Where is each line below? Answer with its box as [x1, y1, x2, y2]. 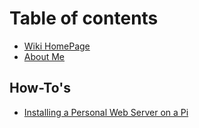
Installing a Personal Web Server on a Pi [23, 106, 189, 118]
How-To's [9, 80, 71, 97]
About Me [23, 50, 66, 62]
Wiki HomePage [23, 40, 91, 52]
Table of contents [9, 7, 159, 30]
